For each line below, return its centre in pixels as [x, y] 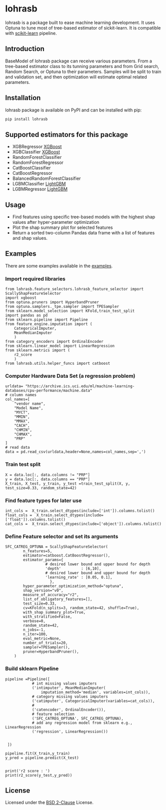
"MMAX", [22, 421]
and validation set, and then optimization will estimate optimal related [76, 77]
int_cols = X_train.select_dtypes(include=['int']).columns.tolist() [80, 511]
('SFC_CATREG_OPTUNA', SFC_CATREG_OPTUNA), [78, 718]
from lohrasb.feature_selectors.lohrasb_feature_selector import [74, 289]
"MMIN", [22, 417]
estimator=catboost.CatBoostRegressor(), [67, 556]
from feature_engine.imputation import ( [49, 324]
